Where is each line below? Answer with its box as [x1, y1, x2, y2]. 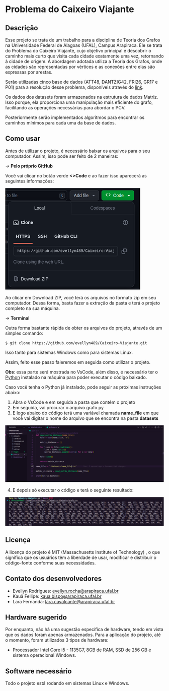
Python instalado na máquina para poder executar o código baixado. [5, 374, 147, 380]
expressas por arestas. [5, 69, 53, 75]
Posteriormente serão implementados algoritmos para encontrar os [5, 114, 145, 120]
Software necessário [5, 667, 72, 675]
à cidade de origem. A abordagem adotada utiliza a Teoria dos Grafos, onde [5, 58, 162, 64]
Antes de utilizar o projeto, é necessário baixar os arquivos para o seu [5, 148, 150, 154]
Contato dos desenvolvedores [5, 575, 102, 583]
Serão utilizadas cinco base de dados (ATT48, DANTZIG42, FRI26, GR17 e [5, 79, 158, 85]
